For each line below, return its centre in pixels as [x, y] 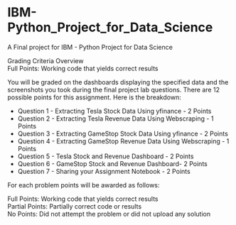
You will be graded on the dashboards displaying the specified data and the [118, 82]
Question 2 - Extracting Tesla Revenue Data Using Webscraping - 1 [116, 119]
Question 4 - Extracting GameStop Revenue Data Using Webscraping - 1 [123, 141]
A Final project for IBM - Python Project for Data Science [90, 47]
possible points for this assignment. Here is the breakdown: [94, 97]
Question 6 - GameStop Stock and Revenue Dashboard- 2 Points [112, 163]
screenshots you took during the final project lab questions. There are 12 [114, 89]
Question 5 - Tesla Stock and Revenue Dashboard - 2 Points [106, 156]
